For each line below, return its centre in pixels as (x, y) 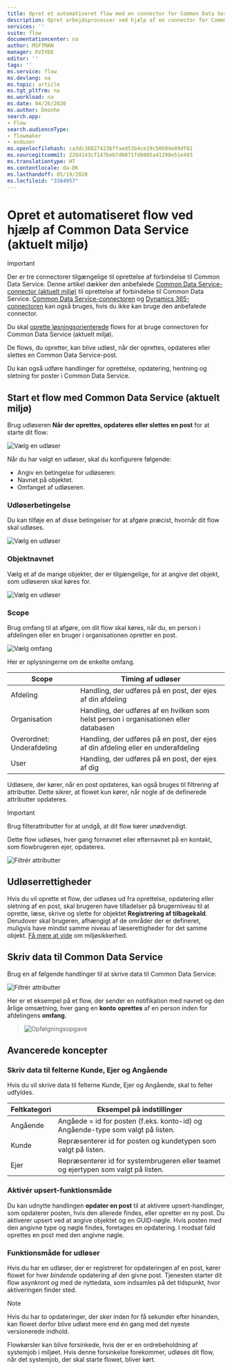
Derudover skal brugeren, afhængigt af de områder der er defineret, (104, 920)
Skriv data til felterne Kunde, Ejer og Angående (87, 1070)
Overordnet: (30, 739)
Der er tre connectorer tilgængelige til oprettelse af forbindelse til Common (114, 277)
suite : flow (24, 33)
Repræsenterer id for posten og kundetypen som (137, 1141)
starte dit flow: (28, 432)
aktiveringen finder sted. (42, 1290)
